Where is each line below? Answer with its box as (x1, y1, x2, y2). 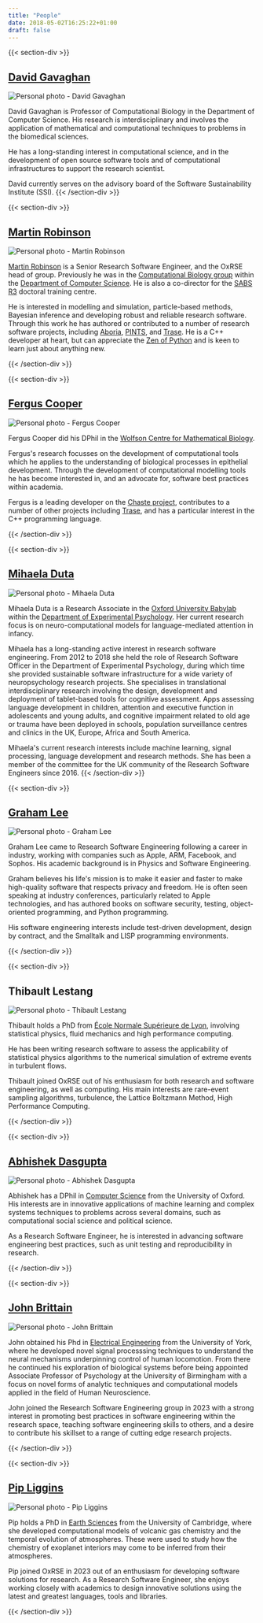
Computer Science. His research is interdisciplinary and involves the (8, 115, 229, 124)
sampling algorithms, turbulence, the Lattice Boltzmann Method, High (8, 1093, 233, 1102)
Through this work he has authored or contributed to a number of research (8, 319, 250, 328)
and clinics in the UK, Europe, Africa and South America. (8, 728, 191, 737)
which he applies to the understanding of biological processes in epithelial (8, 457, 249, 466)
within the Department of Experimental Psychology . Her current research (8, 612, 244, 621)
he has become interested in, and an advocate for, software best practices (8, 473, 249, 483)
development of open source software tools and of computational (8, 155, 221, 165)
